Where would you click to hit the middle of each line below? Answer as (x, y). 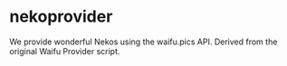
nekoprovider (61, 17)
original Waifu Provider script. (65, 51)
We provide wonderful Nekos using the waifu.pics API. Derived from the (143, 42)
